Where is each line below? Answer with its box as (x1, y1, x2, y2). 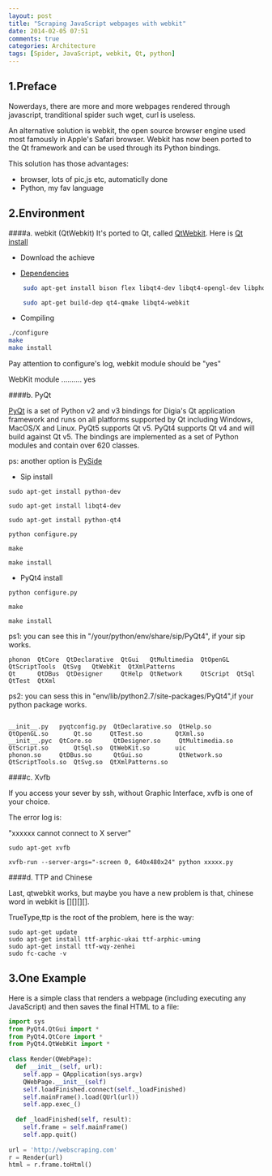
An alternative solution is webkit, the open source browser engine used (8, 125, 246, 135)
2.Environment (8, 206, 85, 220)
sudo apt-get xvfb (8, 844, 70, 852)
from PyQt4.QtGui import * (8, 1025, 100, 1033)
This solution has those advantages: (8, 158, 130, 168)
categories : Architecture (8, 42, 96, 50)
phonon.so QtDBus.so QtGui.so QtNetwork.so (8, 751, 223, 759)
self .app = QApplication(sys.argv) (23, 1070, 143, 1079)
